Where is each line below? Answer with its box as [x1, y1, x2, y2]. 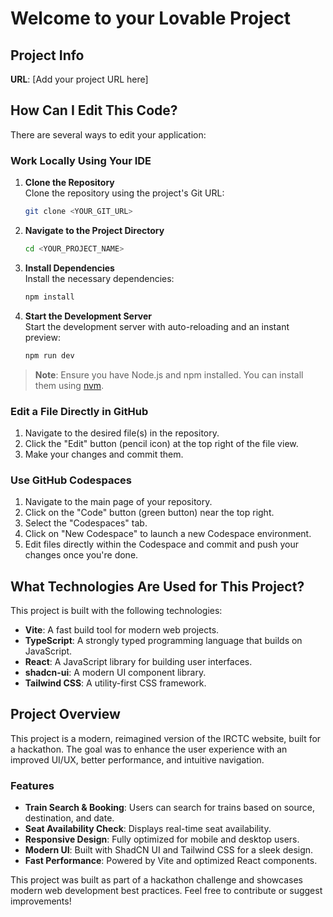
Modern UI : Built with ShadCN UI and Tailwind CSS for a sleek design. [24, 844, 314, 856]
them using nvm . [34, 379, 105, 391]
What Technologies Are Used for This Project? [10, 578, 305, 595]
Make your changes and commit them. [24, 448, 184, 460]
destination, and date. [24, 812, 115, 824]
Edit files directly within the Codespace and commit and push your [24, 538, 299, 551]
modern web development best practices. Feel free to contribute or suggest [10, 885, 323, 897]
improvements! [10, 895, 72, 907]
